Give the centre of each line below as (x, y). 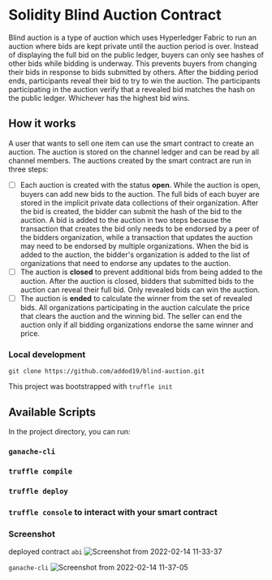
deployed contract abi (45, 552)
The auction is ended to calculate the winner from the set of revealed (136, 298)
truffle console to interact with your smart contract (113, 512)
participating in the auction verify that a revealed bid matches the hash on (132, 89)
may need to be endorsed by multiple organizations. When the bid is (134, 246)
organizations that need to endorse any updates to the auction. (125, 263)
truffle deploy (39, 491)
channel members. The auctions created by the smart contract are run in (130, 160)
